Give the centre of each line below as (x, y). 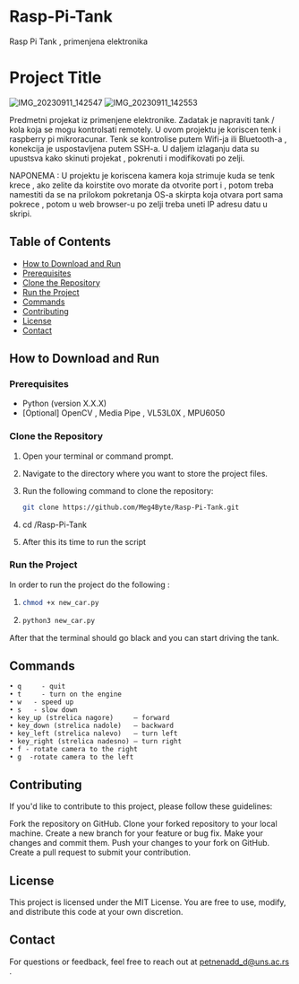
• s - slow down (43, 710)
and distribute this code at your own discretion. (96, 912)
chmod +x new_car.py (60, 602)
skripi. (21, 214)
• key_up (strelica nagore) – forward (90, 718)
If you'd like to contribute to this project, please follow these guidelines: (141, 806)
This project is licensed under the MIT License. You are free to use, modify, (148, 902)
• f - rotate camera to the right (74, 750)
